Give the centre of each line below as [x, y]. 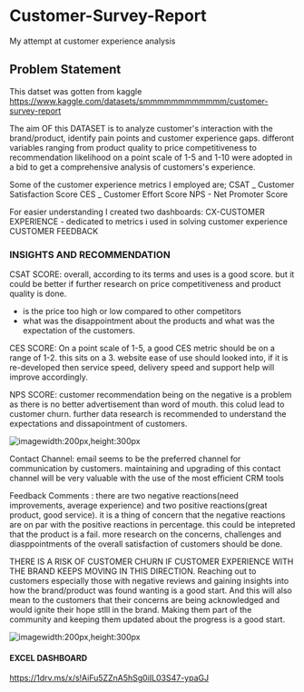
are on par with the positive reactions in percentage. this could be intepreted [152, 525]
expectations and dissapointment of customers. [98, 424]
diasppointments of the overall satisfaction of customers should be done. [146, 544]
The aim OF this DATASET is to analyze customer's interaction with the [142, 128]
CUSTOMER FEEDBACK [54, 231]
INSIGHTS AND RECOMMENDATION [90, 254]
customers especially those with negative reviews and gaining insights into [149, 581]
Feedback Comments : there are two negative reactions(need [124, 496]
